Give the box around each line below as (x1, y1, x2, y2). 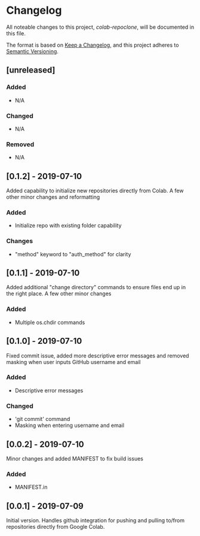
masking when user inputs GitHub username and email (6, 358, 141, 365)
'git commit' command (14, 416, 70, 423)
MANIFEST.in (14, 483, 48, 491)
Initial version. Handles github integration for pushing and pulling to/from (6, 517, 185, 524)
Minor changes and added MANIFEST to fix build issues (6, 455, 143, 462)
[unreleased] (6, 65, 56, 75)
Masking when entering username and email (14, 422, 124, 429)
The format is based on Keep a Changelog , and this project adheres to (6, 41, 179, 49)
